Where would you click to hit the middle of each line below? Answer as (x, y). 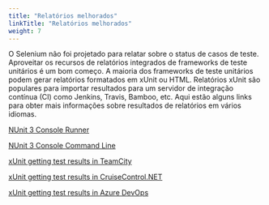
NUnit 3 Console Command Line (62, 146)
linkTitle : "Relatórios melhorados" (70, 23)
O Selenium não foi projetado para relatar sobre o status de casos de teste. (134, 54)
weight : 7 (25, 31)
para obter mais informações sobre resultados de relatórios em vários (125, 105)
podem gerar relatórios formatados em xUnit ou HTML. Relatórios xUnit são (134, 80)
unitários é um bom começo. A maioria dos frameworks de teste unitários (131, 71)
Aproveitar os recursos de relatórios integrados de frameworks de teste (128, 62)
